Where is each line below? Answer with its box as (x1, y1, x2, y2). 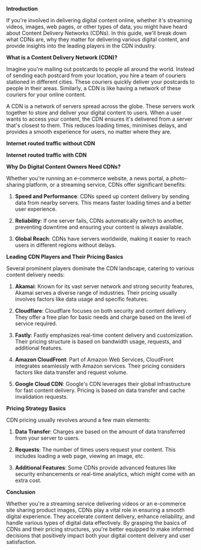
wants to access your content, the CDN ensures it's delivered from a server (6, 115, 193, 122)
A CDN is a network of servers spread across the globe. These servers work (6, 103, 195, 110)
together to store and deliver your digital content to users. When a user (6, 109, 182, 116)
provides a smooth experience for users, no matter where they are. (6, 128, 172, 135)
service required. (14, 320, 58, 327)
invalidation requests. (14, 393, 68, 400)
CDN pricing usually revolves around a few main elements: (6, 417, 151, 423)
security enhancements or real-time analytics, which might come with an (14, 471, 196, 477)
